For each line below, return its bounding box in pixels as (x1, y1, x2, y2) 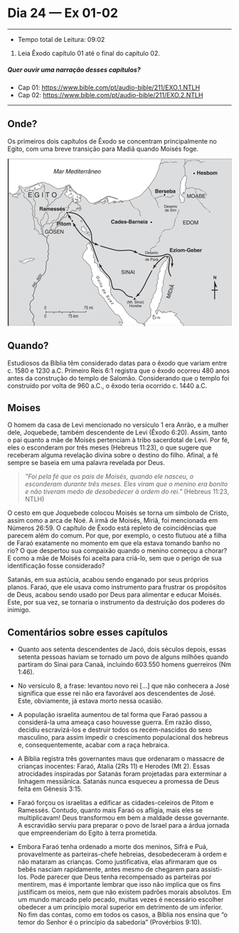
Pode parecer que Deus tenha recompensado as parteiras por (29, 873, 212, 881)
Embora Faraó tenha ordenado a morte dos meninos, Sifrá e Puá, (17, 843, 208, 851)
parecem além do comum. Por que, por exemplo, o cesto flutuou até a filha (7, 531, 227, 540)
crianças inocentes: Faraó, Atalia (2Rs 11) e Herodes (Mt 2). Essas (17, 762, 211, 771)
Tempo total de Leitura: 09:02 (17, 35, 105, 43)
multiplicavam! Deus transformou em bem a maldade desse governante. (17, 814, 230, 822)
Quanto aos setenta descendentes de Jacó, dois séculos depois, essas (17, 645, 226, 654)
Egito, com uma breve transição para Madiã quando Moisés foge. (7, 144, 199, 153)
